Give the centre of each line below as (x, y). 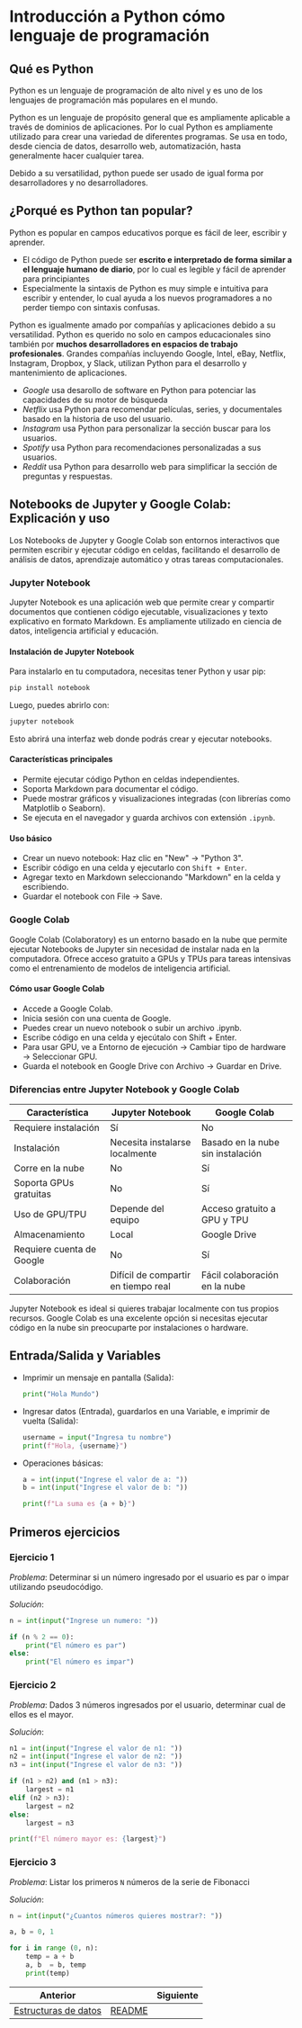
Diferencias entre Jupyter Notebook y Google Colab (124, 1089)
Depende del (137, 1209)
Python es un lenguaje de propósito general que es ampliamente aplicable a (150, 117)
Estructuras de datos (58, 2010)
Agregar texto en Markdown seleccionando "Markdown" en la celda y (151, 877)
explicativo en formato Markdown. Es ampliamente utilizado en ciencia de (146, 621)
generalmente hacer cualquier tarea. (77, 156)
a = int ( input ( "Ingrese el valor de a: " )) (105, 1479)
